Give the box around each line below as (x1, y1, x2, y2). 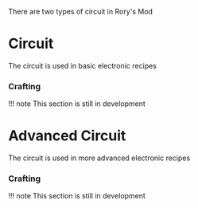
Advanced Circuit (8, 127, 126, 145)
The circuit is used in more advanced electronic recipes (8, 153, 191, 163)
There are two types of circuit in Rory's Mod (8, 7, 153, 16)
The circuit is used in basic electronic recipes (8, 61, 157, 70)
